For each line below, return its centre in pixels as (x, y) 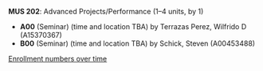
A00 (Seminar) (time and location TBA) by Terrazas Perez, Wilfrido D (133, 26)
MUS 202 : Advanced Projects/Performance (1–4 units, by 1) (106, 11)
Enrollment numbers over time (58, 59)
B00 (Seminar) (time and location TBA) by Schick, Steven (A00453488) (137, 43)
